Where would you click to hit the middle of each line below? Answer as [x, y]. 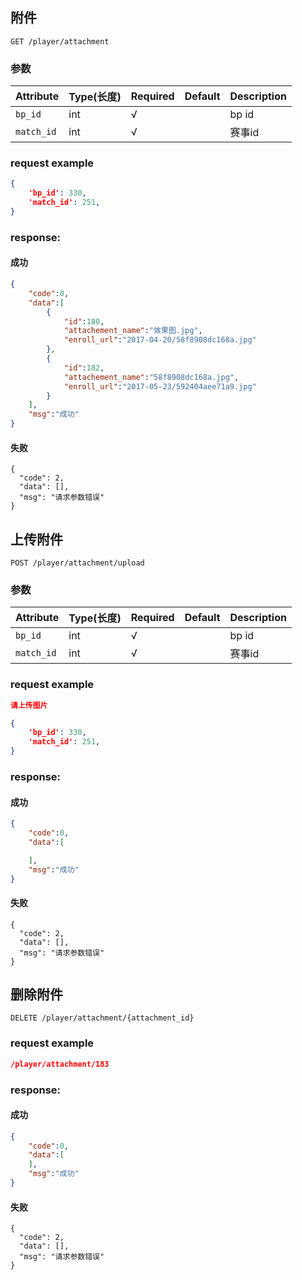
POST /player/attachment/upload [77, 563]
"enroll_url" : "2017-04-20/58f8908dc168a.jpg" [160, 340]
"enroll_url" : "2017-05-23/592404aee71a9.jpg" [160, 386]
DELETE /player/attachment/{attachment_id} [102, 1018]
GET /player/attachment [60, 41]
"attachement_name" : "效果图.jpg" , [133, 331]
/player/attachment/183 [60, 1064]
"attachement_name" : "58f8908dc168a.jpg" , [151, 377]
